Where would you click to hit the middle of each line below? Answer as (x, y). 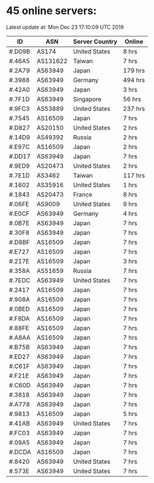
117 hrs (134, 175)
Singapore (87, 99)
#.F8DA (20, 318)
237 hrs (134, 109)
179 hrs (134, 70)
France (83, 194)
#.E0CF (19, 214)
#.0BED (20, 309)
